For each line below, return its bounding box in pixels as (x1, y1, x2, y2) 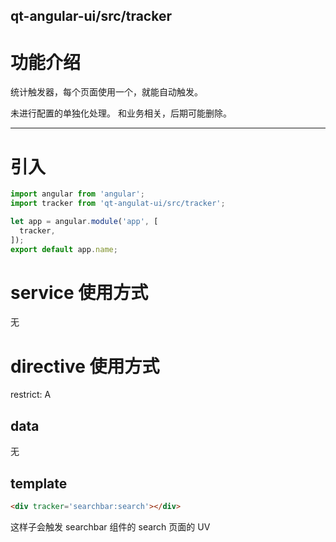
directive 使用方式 (10, 355, 160, 378)
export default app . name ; (10, 244, 118, 254)
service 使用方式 (10, 281, 149, 304)
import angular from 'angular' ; (10, 189, 145, 199)
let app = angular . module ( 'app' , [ (10, 217, 159, 227)
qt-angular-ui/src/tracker (10, 8, 172, 25)
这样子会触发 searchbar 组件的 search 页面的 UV (10, 520, 211, 533)
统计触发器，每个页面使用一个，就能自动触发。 (10, 86, 203, 98)
